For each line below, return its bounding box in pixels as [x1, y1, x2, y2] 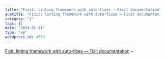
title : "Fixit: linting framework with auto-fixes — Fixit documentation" [5, 7, 162, 12]
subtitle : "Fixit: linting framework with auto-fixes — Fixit [5, 12, 135, 17]
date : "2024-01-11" [5, 26, 45, 30]
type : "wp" [5, 30, 27, 35]
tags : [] [5, 21, 23, 26]
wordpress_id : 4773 [5, 35, 45, 40]
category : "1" [5, 16, 34, 21]
